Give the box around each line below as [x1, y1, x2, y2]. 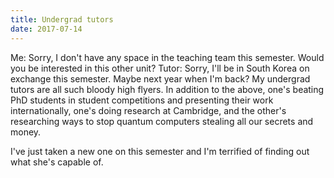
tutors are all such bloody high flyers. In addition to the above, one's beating [10, 83, 325, 95]
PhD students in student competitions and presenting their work [10, 94, 274, 106]
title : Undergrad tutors [10, 14, 114, 25]
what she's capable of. [10, 156, 104, 168]
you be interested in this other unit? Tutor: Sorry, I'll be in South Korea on [10, 62, 310, 74]
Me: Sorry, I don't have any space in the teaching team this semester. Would [10, 51, 325, 63]
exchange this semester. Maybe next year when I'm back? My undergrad [10, 72, 311, 85]
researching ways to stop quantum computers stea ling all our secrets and [10, 115, 314, 127]
